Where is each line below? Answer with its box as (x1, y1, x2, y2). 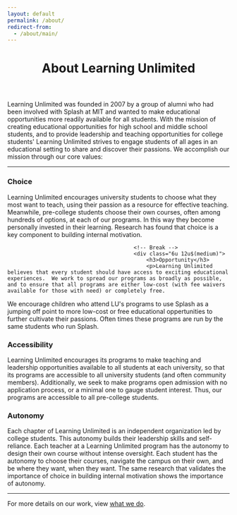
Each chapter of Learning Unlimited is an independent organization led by (7, 427, 221, 435)
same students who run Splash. (7, 322, 99, 330)
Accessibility (7, 339, 54, 349)
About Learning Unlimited (41, 61, 196, 76)
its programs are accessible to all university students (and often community (7, 371, 226, 380)
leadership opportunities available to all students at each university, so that (7, 363, 225, 372)
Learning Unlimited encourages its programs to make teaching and (7, 356, 202, 364)
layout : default (7, 10, 55, 18)
